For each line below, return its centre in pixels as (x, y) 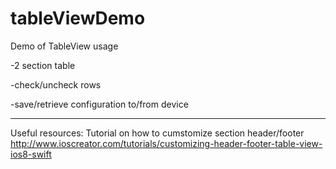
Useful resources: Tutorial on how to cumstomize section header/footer (157, 133)
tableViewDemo (78, 18)
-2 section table (43, 65)
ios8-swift (31, 154)
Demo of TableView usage (64, 46)
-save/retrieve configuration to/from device (99, 104)
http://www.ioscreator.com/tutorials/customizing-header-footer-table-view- (166, 143)
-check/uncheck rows (56, 84)
